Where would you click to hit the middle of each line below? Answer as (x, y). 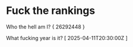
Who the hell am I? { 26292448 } (45, 27)
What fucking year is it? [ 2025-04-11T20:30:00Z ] (67, 38)
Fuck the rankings (51, 11)
